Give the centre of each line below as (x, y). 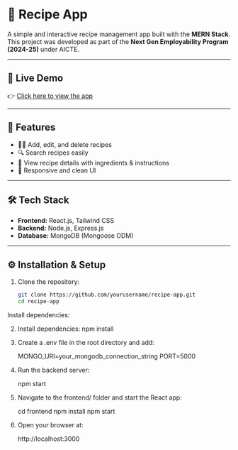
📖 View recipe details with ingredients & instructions (93, 163)
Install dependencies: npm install (66, 329)
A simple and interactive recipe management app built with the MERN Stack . (119, 34)
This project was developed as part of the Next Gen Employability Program (118, 41)
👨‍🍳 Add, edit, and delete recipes (64, 144)
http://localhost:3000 (49, 439)
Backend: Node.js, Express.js (61, 228)
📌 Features (32, 127)
